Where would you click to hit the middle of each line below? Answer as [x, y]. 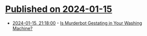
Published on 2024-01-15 [59, 9]
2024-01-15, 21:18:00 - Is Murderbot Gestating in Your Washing [77, 23]
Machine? [22, 28]
